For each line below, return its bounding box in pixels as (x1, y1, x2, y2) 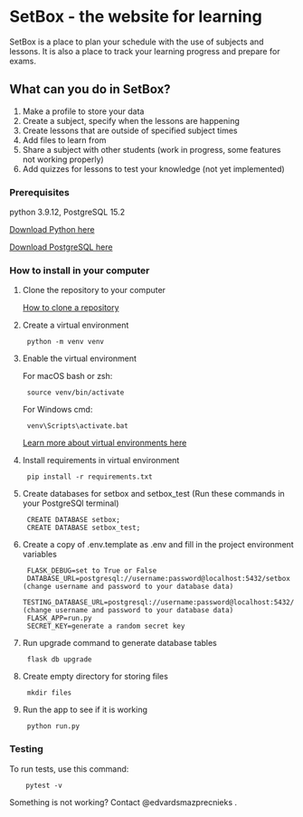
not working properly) (22, 154, 104, 165)
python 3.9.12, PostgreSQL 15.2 (9, 206, 126, 218)
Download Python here (9, 224, 95, 235)
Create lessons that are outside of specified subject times (22, 125, 238, 136)
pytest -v (25, 781, 63, 790)
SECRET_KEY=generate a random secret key (26, 622, 185, 631)
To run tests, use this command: (9, 763, 129, 774)
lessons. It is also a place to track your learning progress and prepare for (9, 45, 280, 56)
